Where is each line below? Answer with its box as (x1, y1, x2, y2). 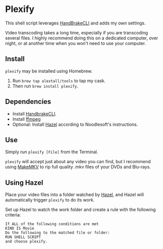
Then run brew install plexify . (12, 83, 79, 89)
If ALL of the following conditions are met (5, 222, 99, 227)
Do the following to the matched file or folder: (5, 231, 110, 236)
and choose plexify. (5, 239, 48, 244)
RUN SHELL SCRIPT (5, 235, 41, 240)
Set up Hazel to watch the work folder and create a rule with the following (5, 207, 156, 213)
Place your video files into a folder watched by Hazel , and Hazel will (5, 192, 144, 198)
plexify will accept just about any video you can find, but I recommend (5, 159, 151, 165)
